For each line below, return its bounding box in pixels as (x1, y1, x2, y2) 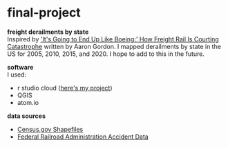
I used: (7, 70, 27, 79)
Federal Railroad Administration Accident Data (17, 133, 149, 141)
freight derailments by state (7, 28, 89, 36)
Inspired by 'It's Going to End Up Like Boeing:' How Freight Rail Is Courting (7, 35, 219, 43)
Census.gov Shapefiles (17, 125, 84, 133)
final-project (7, 5, 81, 21)
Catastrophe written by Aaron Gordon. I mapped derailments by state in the (7, 42, 221, 50)
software (7, 63, 34, 71)
